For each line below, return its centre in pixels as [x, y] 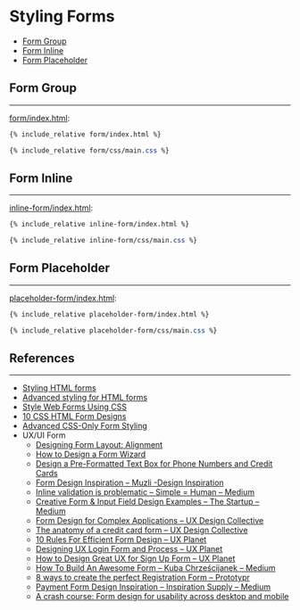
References [42, 359]
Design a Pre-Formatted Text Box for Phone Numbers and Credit [154, 464]
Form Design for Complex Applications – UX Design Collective [150, 521]
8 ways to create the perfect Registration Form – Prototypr [142, 578]
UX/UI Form [44, 435]
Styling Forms [62, 16]
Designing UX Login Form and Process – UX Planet [129, 549]
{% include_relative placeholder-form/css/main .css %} [113, 330]
